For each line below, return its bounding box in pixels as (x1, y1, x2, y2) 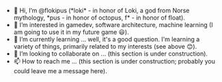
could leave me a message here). (13, 67, 107, 75)
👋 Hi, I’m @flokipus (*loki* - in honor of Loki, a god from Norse (13, 7, 190, 14)
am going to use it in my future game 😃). (13, 28, 129, 36)
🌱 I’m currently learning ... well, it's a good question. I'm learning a (13, 35, 200, 43)
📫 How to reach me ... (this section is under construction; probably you (13, 58, 216, 65)
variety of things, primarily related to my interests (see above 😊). (13, 43, 197, 50)
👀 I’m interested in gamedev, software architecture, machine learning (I (13, 21, 213, 28)
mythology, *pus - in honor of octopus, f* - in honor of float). (13, 14, 186, 22)
